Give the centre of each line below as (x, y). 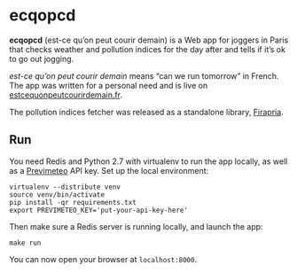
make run (25, 243)
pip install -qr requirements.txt (73, 202)
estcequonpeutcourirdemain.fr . (66, 95)
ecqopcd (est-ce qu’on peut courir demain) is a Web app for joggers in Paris (149, 40)
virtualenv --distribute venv (65, 187)
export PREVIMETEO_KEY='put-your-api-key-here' (99, 210)
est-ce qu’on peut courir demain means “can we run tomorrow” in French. (144, 75)
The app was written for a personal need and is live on (109, 85)
